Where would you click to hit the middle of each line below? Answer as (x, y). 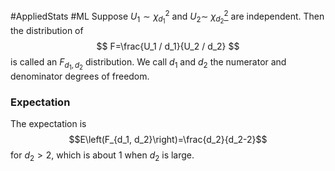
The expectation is (48, 124)
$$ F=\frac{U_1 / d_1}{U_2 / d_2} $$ (168, 46)
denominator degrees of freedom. (80, 76)
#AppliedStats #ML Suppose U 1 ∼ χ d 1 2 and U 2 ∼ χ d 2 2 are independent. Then (167, 17)
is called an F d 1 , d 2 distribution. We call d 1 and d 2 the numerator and (148, 63)
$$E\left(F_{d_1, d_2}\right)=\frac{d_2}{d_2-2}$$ (168, 140)
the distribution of (47, 30)
